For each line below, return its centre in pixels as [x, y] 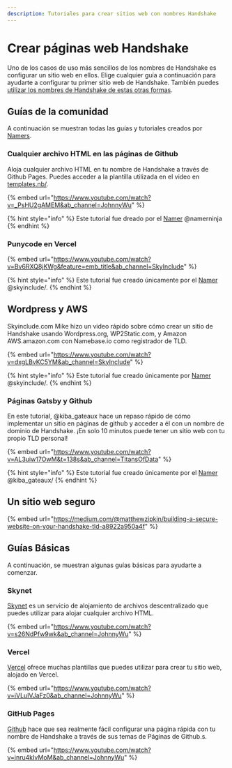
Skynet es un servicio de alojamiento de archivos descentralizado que [108, 605]
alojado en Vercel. [33, 675]
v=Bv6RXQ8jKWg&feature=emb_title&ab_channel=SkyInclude [96, 266]
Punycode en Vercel [42, 243]
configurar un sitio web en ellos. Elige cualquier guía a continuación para [111, 75]
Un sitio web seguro [51, 502]
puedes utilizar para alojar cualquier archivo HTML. [81, 613]
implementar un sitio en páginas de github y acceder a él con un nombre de [116, 423]
